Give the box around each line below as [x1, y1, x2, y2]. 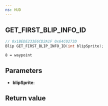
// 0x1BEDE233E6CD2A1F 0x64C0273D [5, 39, 77, 44]
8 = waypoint [5, 53, 32, 58]
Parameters [5, 66, 42, 75]
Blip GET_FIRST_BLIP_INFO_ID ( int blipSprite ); [5, 43, 104, 49]
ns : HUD [5, 7, 21, 12]
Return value [5, 94, 46, 102]
